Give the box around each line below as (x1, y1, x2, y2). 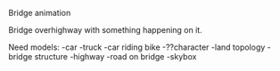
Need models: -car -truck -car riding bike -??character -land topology (8, 42, 266, 52)
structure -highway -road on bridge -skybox (34, 51, 197, 61)
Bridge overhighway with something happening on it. (8, 25, 202, 35)
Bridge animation (8, 8, 71, 18)
